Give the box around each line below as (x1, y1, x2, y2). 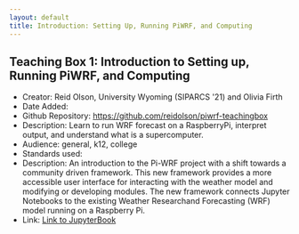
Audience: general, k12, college (21, 139, 138, 149)
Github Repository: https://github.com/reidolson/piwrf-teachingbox (21, 110, 269, 121)
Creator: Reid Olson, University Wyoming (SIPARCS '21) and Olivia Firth (21, 92, 283, 102)
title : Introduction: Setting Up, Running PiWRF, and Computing (9, 21, 253, 30)
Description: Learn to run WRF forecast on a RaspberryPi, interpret (21, 120, 267, 131)
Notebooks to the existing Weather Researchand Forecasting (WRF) (21, 196, 271, 206)
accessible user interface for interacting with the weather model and (21, 177, 273, 188)
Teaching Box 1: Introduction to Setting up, (9, 54, 250, 69)
